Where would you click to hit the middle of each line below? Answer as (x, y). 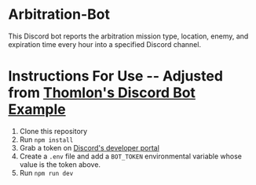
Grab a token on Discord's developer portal (89, 147)
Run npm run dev (46, 172)
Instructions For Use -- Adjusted (116, 76)
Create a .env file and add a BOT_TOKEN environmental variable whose (130, 156)
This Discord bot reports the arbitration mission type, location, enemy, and (128, 36)
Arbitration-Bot (59, 15)
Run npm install (46, 140)
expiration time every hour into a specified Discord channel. (105, 44)
